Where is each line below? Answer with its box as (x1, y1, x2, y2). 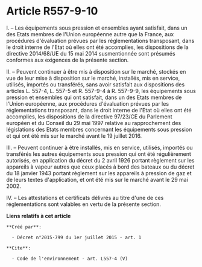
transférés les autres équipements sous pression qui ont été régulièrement (6, 150, 192, 158)
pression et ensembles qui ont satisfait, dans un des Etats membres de (6, 94, 182, 101)
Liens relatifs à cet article (6, 212, 71, 219)
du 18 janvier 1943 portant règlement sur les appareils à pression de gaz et (6, 169, 192, 176)
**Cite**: (6, 245, 31, 251)
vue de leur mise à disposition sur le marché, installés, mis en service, (6, 74, 180, 82)
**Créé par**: (6, 224, 42, 230)
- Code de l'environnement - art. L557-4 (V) (11, 256, 128, 262)
